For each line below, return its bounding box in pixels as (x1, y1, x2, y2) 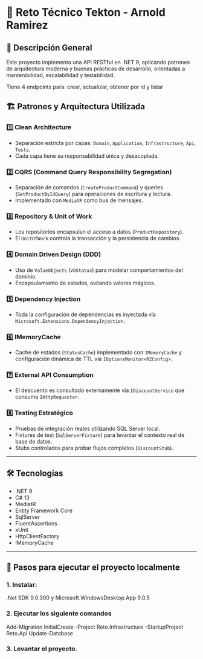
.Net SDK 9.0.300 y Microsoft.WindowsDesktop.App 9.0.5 (6, 594, 150, 601)
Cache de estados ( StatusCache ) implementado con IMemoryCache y (14, 349, 182, 356)
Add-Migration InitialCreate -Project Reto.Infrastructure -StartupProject (6, 623, 184, 630)
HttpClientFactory (14, 532, 60, 539)
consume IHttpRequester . (14, 393, 80, 400)
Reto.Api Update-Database (6, 629, 74, 637)
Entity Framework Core (14, 507, 72, 514)
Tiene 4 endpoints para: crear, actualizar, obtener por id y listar (6, 83, 163, 90)
